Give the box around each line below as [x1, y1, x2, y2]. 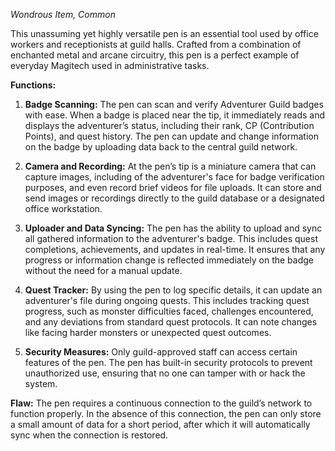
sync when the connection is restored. [10, 429, 169, 441]
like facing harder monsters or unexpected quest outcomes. [24, 327, 272, 338]
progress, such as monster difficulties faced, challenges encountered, [24, 305, 314, 317]
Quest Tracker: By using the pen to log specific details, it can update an [24, 284, 323, 296]
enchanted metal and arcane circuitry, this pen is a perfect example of [10, 49, 300, 61]
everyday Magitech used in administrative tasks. [10, 60, 210, 71]
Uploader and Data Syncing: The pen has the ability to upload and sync [24, 222, 323, 234]
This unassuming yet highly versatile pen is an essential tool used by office [10, 28, 319, 39]
